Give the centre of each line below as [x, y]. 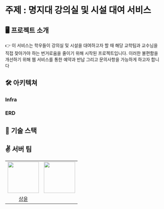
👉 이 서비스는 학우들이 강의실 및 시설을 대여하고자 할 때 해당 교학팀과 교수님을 [82, 45]
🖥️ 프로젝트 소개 [27, 30]
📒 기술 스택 [21, 130]
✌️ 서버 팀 [18, 149]
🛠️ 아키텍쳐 [21, 83]
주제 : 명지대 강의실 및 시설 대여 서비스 [78, 10]
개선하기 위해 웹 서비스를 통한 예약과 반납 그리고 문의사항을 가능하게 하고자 [78, 59]
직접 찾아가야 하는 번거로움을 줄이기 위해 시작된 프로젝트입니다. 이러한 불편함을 [82, 53]
